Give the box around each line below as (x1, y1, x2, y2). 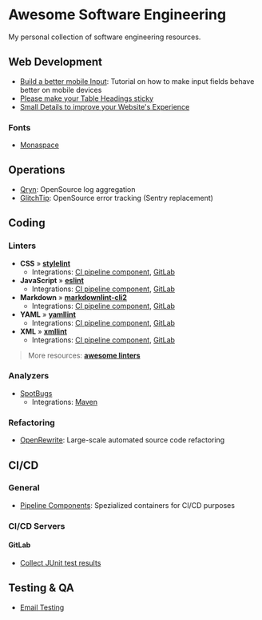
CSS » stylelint (19, 258, 70, 268)
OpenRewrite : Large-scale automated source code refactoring (19, 435, 225, 445)
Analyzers (8, 370, 50, 382)
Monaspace (19, 140, 60, 150)
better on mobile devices (19, 85, 102, 94)
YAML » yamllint (19, 310, 76, 319)
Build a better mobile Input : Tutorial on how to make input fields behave (19, 76, 255, 86)
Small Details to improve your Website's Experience (19, 102, 190, 111)
